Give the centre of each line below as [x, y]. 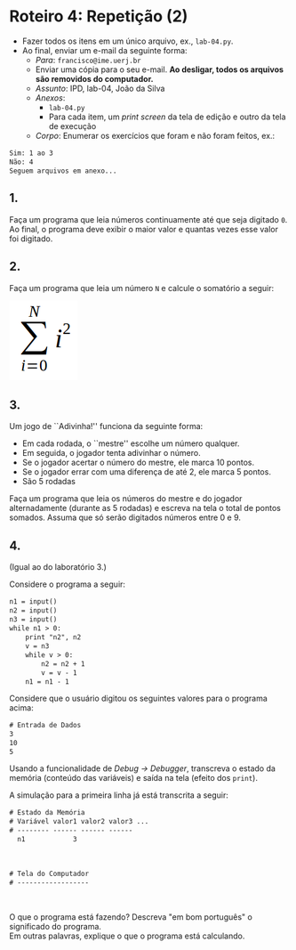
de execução [72, 126]
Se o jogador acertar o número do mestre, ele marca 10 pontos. [138, 463]
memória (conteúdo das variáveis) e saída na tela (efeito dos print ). [133, 778]
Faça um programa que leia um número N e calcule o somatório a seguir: [141, 288]
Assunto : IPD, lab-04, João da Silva [100, 88]
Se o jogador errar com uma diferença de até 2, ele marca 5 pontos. [146, 472]
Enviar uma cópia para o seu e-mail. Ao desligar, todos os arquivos [160, 69]
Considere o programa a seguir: [68, 584]
